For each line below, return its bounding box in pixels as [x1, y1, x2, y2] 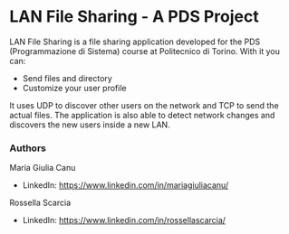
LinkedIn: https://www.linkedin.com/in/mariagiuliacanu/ [22, 180, 229, 191]
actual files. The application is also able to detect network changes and [9, 109, 275, 120]
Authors [9, 142, 47, 154]
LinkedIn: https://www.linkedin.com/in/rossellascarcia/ [22, 215, 226, 226]
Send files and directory [22, 72, 113, 83]
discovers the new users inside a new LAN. [9, 119, 170, 130]
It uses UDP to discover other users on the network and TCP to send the [9, 99, 279, 110]
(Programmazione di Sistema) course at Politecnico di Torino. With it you [9, 45, 281, 56]
